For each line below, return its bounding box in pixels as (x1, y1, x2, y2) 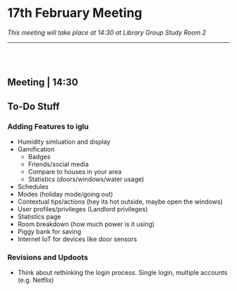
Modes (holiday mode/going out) (17, 190, 114, 199)
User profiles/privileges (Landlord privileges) (17, 205, 148, 213)
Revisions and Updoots (7, 252, 88, 262)
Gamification (17, 145, 55, 154)
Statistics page (17, 213, 61, 221)
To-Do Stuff (7, 100, 60, 112)
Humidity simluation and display (17, 137, 111, 146)
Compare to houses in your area (28, 168, 122, 176)
